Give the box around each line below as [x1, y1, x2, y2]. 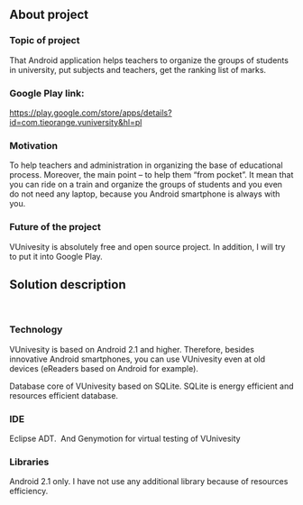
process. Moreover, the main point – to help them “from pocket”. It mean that [9, 170, 294, 180]
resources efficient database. [9, 390, 119, 400]
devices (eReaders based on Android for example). [9, 363, 198, 373]
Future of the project [9, 221, 101, 234]
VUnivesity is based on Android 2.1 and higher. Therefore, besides [9, 344, 255, 354]
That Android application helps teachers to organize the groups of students [9, 54, 289, 66]
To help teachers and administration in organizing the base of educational [9, 160, 283, 170]
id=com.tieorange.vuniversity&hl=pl [9, 116, 142, 127]
